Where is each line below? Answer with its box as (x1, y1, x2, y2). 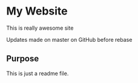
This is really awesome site (6, 24, 74, 32)
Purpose (6, 53, 39, 64)
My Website (6, 4, 68, 18)
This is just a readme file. (6, 70, 69, 77)
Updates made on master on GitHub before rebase (6, 36, 133, 43)
